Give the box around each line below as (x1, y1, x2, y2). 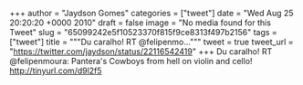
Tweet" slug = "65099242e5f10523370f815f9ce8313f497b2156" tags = (9, 27, 278, 37)
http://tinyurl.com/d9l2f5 (9, 65, 102, 76)
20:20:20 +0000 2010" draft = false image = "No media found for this (9, 17, 272, 28)
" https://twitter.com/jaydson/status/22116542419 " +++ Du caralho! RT (9, 46, 273, 57)
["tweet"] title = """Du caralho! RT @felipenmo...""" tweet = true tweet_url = (9, 36, 294, 47)
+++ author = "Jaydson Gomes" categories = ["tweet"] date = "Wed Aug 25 (9, 8, 294, 18)
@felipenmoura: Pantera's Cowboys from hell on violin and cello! (9, 56, 253, 66)
